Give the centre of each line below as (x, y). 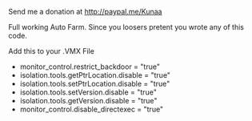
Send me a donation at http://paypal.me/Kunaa (85, 12)
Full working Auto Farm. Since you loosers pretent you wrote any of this (126, 27)
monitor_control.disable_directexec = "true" (92, 109)
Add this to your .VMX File (51, 51)
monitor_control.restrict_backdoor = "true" (90, 67)
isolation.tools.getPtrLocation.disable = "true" (95, 75)
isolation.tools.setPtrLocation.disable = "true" (95, 84)
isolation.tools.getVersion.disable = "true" (88, 101)
